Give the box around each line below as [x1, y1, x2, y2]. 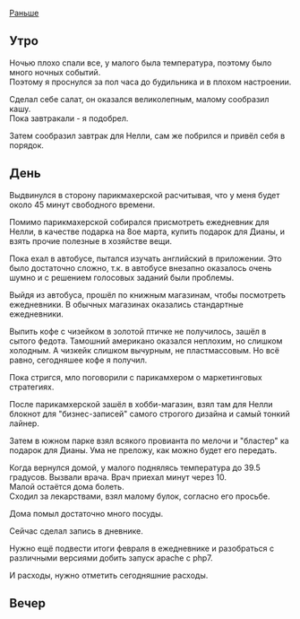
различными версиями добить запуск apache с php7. [9, 552, 213, 563]
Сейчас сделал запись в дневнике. [9, 525, 143, 536]
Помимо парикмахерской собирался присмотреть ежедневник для [9, 216, 270, 227]
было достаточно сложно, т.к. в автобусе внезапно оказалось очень [9, 262, 272, 273]
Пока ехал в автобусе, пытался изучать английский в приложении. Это [9, 253, 282, 264]
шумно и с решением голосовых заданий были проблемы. [9, 272, 235, 283]
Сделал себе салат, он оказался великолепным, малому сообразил [9, 93, 270, 104]
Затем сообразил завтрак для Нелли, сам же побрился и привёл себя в [9, 130, 286, 141]
